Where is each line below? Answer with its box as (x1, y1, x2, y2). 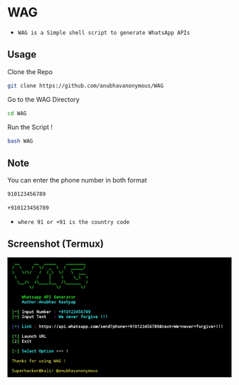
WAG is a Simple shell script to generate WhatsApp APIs (17, 29, 191, 36)
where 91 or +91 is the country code (17, 218, 130, 225)
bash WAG (7, 137, 33, 145)
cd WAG (7, 110, 27, 117)
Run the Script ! (7, 123, 53, 131)
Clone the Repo (7, 67, 53, 76)
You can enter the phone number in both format (7, 176, 147, 185)
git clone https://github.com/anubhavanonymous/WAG (7, 82, 164, 89)
